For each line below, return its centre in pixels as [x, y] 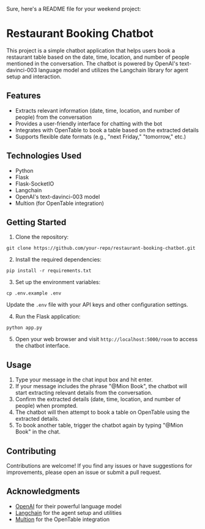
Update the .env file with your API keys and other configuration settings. [97, 305]
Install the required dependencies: [58, 260]
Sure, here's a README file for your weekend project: [74, 9]
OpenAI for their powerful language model [68, 506]
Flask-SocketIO [35, 184]
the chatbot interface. [43, 346]
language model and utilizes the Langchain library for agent [113, 70]
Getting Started [36, 222]
